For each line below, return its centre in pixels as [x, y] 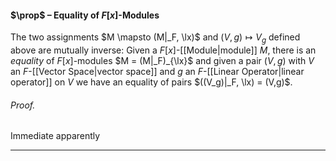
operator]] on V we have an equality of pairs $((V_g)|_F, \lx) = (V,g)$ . [151, 82]
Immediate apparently [55, 136]
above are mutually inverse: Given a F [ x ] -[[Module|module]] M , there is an [163, 50]
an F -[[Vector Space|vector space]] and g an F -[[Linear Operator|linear [157, 71]
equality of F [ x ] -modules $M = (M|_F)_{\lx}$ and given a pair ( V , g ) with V [162, 60]
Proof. [23, 105]
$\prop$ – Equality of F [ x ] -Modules [85, 15]
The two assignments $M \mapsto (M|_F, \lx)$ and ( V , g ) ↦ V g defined [155, 38]
